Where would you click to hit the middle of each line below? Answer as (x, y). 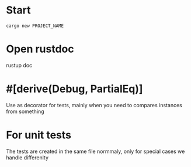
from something (25, 111)
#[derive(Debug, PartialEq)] (74, 89)
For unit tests (39, 135)
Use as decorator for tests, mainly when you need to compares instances (94, 105)
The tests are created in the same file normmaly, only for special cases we (95, 151)
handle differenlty (27, 157)
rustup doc (19, 65)
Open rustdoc (40, 49)
